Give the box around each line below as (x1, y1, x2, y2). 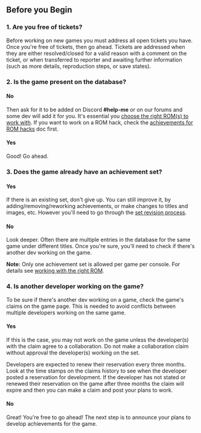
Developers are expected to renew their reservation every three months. (6, 360, 186, 368)
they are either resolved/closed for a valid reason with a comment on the (6, 50, 187, 57)
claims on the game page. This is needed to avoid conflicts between (6, 302, 176, 310)
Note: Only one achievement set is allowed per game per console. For (6, 261, 180, 268)
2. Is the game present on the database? (6, 77, 127, 86)
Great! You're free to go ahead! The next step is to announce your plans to (6, 414, 191, 421)
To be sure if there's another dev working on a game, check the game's (6, 296, 184, 303)
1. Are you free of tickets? (6, 23, 83, 31)
